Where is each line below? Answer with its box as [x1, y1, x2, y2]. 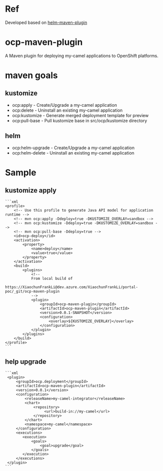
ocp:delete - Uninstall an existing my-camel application [12, 107, 123, 113]
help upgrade [5, 357, 47, 366]
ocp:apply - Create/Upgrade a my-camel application [12, 102, 117, 108]
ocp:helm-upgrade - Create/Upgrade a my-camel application [12, 145, 135, 151]
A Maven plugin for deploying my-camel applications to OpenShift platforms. [5, 53, 159, 59]
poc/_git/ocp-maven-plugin [5, 289, 60, 294]
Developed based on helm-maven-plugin [5, 20, 88, 25]
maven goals [5, 70, 58, 81]
